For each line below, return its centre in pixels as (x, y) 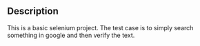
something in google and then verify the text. (71, 35)
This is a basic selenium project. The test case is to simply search (100, 27)
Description (33, 11)
